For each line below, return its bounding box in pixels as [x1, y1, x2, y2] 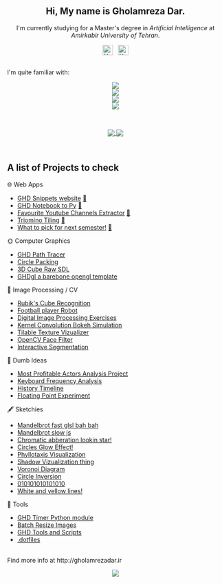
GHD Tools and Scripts [16, 528, 82, 536]
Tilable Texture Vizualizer [16, 328, 89, 336]
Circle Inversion [16, 472, 62, 480]
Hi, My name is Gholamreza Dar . [45, 6, 186, 17]
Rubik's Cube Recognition [16, 299, 91, 307]
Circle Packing [16, 257, 58, 266]
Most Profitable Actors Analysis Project [16, 369, 129, 378]
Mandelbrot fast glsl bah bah [16, 421, 99, 429]
